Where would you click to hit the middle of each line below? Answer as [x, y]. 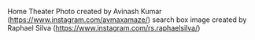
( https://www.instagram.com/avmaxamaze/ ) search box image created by [127, 20]
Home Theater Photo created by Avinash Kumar [85, 11]
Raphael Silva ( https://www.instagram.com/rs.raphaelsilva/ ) [104, 28]
